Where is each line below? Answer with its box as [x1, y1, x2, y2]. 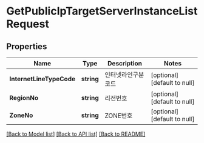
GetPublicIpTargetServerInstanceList [6, 4, 198, 18]
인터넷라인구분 [104, 71, 144, 79]
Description [107, 59, 143, 67]
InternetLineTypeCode [9, 75, 76, 83]
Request [6, 17, 50, 31]
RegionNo [9, 94, 39, 102]
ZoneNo [9, 111, 33, 119]
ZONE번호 [104, 111, 133, 119]
